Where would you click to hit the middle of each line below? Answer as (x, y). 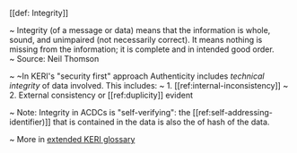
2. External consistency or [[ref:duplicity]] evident (101, 95)
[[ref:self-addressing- (233, 112)
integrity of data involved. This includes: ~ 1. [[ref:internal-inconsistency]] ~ (149, 85)
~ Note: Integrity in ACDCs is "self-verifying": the (100, 112)
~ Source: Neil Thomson (54, 59)
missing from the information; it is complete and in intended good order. (142, 49)
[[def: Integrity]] (39, 13)
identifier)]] (30, 122)
